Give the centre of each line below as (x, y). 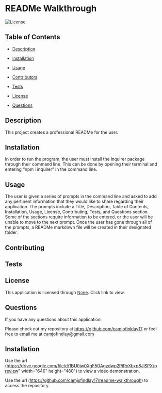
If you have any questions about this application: (53, 319)
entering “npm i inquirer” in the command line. (51, 169)
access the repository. (27, 386)
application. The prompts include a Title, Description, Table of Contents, (77, 207)
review (12, 371)
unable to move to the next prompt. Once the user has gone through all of (79, 222)
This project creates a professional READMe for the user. (62, 132)
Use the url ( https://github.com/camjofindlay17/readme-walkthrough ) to (77, 380)
